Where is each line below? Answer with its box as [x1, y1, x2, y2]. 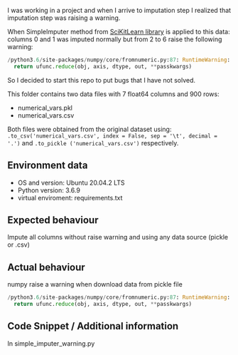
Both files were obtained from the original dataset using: [7, 125, 172, 133]
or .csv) [7, 240, 30, 249]
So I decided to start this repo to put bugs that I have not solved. [7, 76, 196, 84]
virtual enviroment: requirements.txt [17, 193, 123, 202]
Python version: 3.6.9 [17, 185, 80, 195]
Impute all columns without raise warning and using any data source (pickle [7, 233, 229, 242]
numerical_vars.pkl [17, 103, 73, 112]
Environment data [7, 160, 88, 172]
